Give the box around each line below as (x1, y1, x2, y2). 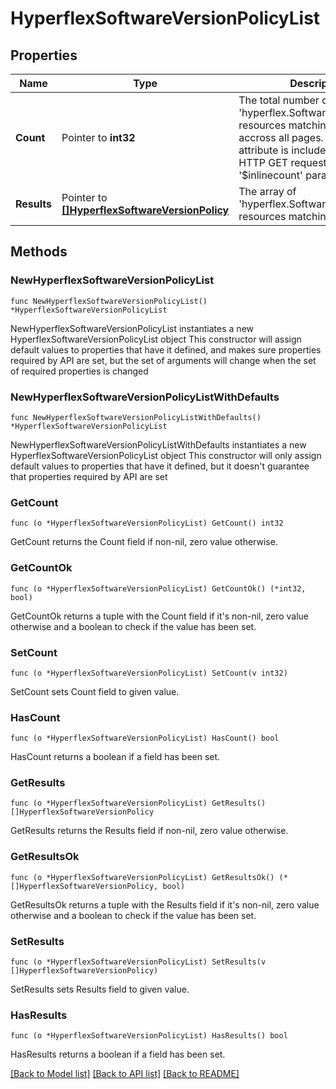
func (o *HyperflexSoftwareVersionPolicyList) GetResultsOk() (10, 872, 275, 882)
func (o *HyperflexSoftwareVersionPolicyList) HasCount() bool (10, 733, 280, 744)
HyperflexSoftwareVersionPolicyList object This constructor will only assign (10, 449, 322, 461)
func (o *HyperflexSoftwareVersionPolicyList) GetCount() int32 (10, 518, 284, 529)
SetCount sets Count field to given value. (10, 685, 180, 697)
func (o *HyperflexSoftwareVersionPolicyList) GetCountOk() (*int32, (10, 583, 307, 594)
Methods (10, 243, 68, 261)
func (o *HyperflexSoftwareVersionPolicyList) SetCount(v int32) (10, 668, 288, 678)
